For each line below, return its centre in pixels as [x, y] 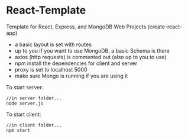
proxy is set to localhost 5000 [51, 69]
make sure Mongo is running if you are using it [71, 76]
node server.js [25, 103]
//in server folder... [34, 98]
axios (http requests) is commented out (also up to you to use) [90, 57]
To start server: [25, 87]
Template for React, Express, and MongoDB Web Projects [76, 27]
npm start [18, 130]
